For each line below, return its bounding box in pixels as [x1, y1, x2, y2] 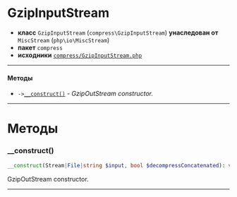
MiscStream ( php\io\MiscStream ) [17, 35, 110, 44]
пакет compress [17, 43, 63, 52]
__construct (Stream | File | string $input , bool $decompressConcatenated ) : [7, 162, 226, 169]
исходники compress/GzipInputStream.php [17, 51, 142, 59]
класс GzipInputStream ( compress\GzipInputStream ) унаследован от [17, 28, 219, 37]
